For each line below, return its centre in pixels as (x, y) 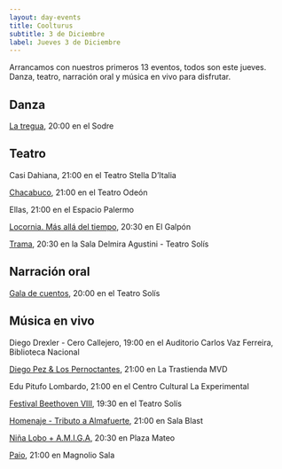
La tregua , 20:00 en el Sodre (62, 126)
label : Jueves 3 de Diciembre (65, 42)
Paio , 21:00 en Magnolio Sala (62, 455)
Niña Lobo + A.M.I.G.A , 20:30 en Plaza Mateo (92, 438)
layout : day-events (45, 17)
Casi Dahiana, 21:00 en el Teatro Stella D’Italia (93, 175)
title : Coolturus (41, 26)
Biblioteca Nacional (44, 352)
